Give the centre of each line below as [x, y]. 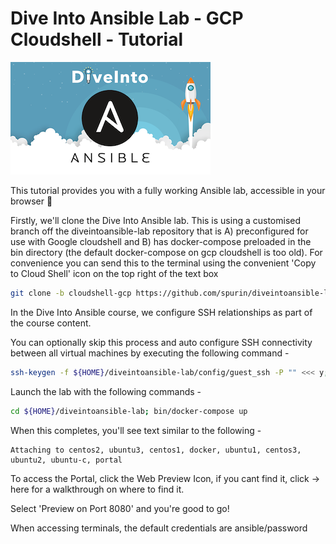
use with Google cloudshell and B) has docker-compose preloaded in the [161, 241]
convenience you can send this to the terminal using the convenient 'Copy [163, 263]
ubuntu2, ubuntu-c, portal [66, 460]
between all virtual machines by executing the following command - [150, 353]
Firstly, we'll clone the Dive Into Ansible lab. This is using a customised [156, 220]
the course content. [51, 323]
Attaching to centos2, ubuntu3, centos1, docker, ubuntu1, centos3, [156, 450]
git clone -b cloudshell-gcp [71, 293]
